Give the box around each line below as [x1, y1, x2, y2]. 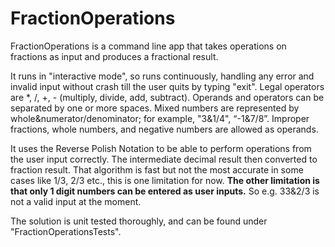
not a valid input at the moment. [10, 195, 142, 207]
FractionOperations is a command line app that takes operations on [10, 40, 287, 52]
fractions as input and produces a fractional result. [10, 50, 219, 62]
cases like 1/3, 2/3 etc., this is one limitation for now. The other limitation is [10, 174, 320, 186]
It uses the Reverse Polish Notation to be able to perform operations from [10, 142, 312, 154]
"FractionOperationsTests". [10, 225, 122, 237]
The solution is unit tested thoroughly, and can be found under [10, 215, 268, 227]
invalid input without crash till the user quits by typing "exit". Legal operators [10, 80, 325, 92]
